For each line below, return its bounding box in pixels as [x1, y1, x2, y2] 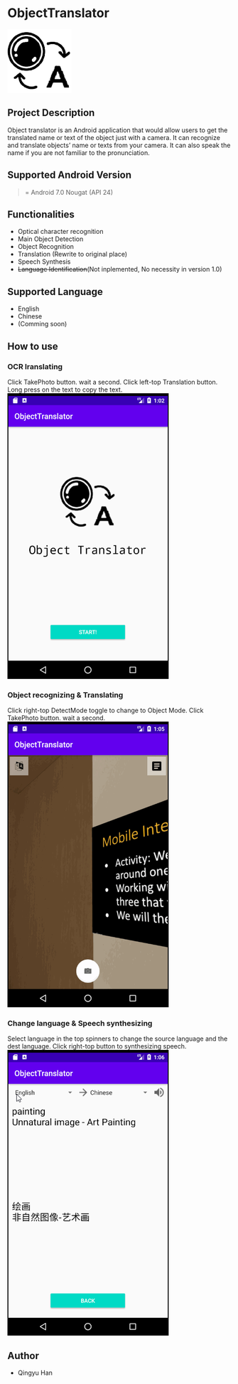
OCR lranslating [7, 361, 63, 371]
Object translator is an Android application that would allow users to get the [7, 126, 228, 134]
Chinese [17, 312, 43, 321]
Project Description [7, 107, 95, 119]
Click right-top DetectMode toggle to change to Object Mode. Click [7, 706, 204, 715]
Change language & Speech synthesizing [7, 1019, 153, 1029]
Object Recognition [17, 242, 75, 251]
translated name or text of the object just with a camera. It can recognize [7, 133, 220, 141]
